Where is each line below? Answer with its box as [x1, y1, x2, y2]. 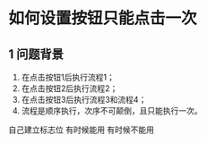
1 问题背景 [8, 46, 65, 62]
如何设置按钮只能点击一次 [8, 8, 198, 29]
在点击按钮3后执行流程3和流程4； [21, 95, 147, 105]
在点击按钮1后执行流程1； [21, 72, 116, 82]
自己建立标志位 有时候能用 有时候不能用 [8, 124, 154, 135]
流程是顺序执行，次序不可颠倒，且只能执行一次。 [21, 105, 203, 116]
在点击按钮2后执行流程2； [21, 83, 118, 94]
